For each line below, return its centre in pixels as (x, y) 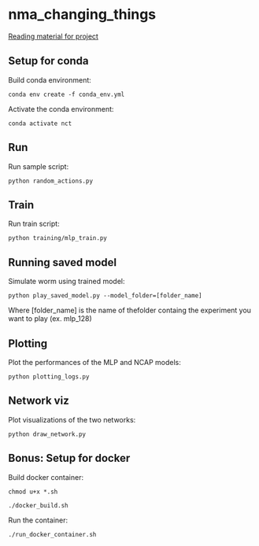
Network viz (39, 401)
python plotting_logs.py (49, 377)
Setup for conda (48, 61)
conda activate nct (40, 124)
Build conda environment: (50, 79)
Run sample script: (39, 166)
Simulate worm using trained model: (67, 282)
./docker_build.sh (38, 505)
